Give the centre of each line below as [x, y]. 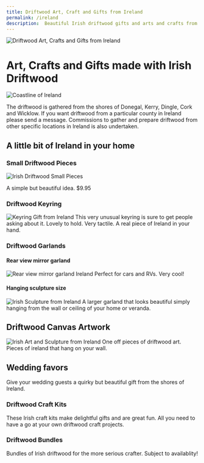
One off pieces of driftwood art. [142, 342]
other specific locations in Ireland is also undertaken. [72, 126]
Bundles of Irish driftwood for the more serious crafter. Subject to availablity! [102, 453]
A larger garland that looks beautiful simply [136, 301]
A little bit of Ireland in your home [71, 145]
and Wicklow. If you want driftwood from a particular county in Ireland [94, 113]
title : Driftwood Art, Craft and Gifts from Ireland [75, 12]
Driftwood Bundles [34, 440]
